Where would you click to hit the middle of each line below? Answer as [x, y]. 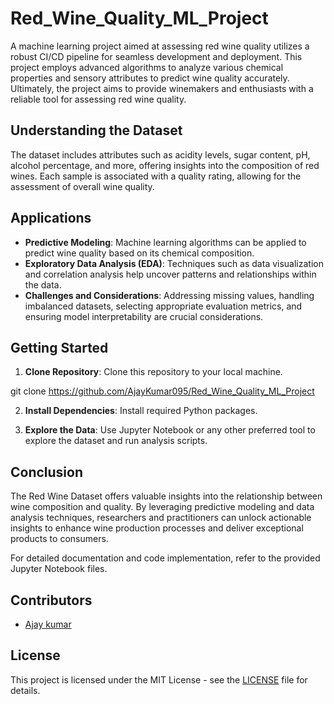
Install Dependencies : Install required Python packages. [141, 411]
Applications [51, 218]
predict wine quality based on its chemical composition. [139, 253]
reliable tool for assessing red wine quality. [98, 99]
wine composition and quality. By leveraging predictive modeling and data [162, 507]
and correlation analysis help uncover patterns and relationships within [170, 274]
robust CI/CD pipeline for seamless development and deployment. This [156, 56]
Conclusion [47, 472]
